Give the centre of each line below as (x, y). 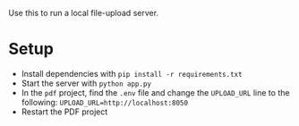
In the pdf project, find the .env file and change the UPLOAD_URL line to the (155, 92)
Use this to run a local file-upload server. (83, 13)
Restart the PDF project (64, 112)
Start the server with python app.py (86, 83)
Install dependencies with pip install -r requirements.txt (132, 73)
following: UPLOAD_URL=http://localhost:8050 (105, 102)
